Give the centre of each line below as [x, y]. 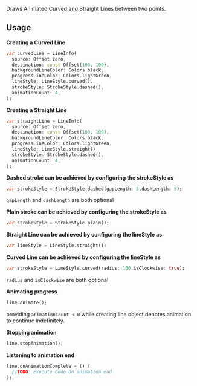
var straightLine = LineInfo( [44, 121]
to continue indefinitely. [36, 321]
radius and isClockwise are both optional [57, 280]
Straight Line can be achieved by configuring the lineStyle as [84, 235]
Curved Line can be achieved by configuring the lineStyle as [84, 257]
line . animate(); [27, 303]
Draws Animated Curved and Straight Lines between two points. [86, 9]
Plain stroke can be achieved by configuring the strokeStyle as [87, 212]
